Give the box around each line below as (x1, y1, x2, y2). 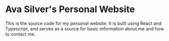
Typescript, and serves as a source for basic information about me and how (5, 25, 164, 31)
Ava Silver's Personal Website (5, 4, 135, 15)
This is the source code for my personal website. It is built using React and (5, 20, 162, 26)
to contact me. (5, 31, 36, 37)
